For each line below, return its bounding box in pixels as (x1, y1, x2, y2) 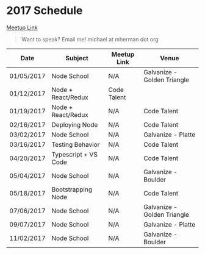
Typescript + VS (51, 150, 98, 158)
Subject (65, 54, 88, 62)
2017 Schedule (6, 4, 83, 18)
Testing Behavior (51, 140, 100, 149)
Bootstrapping (51, 185, 93, 194)
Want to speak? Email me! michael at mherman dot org (21, 35, 159, 43)
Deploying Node (51, 120, 98, 129)
